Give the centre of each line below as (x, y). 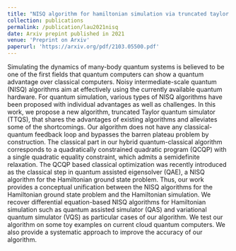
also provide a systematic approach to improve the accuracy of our (105, 232)
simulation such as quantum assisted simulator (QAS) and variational (107, 210)
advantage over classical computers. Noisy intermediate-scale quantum (112, 82)
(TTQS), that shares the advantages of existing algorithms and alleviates (112, 119)
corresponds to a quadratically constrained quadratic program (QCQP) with (117, 150)
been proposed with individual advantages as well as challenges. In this (112, 104)
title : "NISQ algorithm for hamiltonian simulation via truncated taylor (118, 14)
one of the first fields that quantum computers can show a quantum (106, 74)
